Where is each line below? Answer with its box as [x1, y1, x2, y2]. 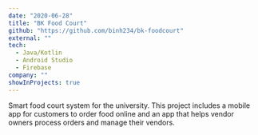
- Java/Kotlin [15, 49, 62, 57]
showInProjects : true [8, 78, 81, 86]
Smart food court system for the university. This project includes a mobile [8, 101, 250, 110]
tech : [8, 42, 26, 50]
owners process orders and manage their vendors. [8, 117, 176, 127]
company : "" [8, 71, 48, 79]
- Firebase [15, 64, 52, 72]
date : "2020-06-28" [8, 11, 73, 20]
